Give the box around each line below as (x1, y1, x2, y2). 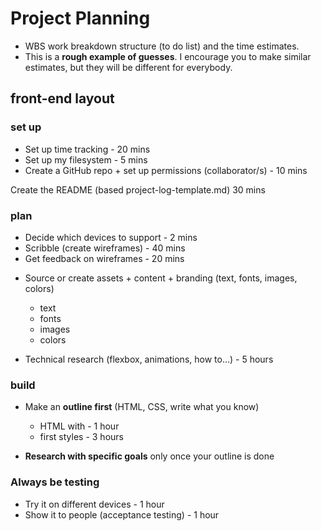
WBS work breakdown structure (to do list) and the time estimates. (24, 40, 300, 52)
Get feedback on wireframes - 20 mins (24, 252, 185, 264)
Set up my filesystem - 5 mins (24, 153, 148, 166)
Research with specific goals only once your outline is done (24, 450, 275, 462)
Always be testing (10, 475, 100, 489)
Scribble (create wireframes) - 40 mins (24, 242, 186, 254)
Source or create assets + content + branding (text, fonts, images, (24, 272, 298, 284)
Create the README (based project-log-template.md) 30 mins (10, 183, 266, 196)
